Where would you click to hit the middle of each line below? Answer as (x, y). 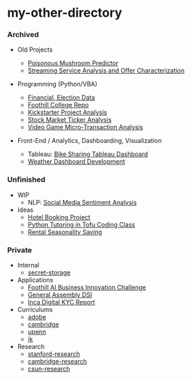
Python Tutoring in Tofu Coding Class (81, 224)
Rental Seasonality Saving (65, 232)
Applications (35, 280)
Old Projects (35, 49)
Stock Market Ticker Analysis (70, 120)
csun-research (49, 369)
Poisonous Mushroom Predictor (73, 63)
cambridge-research (57, 362)
